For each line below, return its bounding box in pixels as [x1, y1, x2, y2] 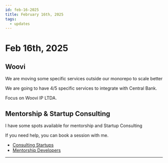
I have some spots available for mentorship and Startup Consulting [5, 123, 142, 129]
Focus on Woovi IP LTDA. [5, 95, 57, 101]
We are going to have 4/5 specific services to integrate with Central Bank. [5, 85, 157, 91]
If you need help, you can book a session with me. [5, 133, 109, 139]
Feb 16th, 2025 [5, 43, 68, 54]
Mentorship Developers [12, 148, 61, 154]
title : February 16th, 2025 [5, 12, 64, 17]
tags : [5, 16, 16, 21]
